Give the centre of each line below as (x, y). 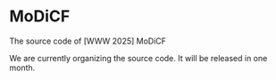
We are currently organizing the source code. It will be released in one (138, 58)
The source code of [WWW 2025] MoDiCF (88, 41)
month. (22, 68)
